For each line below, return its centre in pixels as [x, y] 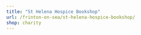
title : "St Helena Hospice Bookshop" [53, 12]
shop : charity [24, 23]
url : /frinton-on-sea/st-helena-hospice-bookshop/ [71, 17]
